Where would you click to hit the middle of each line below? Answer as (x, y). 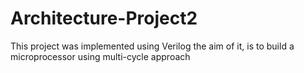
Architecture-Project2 (104, 18)
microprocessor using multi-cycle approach (100, 56)
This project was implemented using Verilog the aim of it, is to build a (152, 46)
